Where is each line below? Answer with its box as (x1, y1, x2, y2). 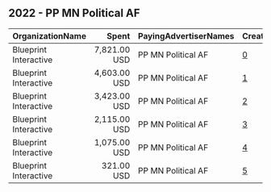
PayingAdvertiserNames (138, 30, 235, 41)
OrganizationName (12, 30, 87, 41)
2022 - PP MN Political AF (8, 6, 140, 20)
